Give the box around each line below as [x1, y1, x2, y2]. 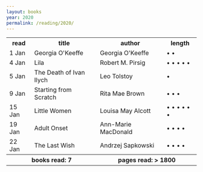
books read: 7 [31, 156, 72, 164]
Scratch [34, 93, 57, 102]
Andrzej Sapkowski [99, 141, 155, 150]
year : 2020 [6, 14, 34, 20]
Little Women [34, 106, 72, 115]
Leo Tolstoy [99, 72, 133, 81]
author [120, 39, 140, 48]
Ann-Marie [99, 120, 132, 129]
